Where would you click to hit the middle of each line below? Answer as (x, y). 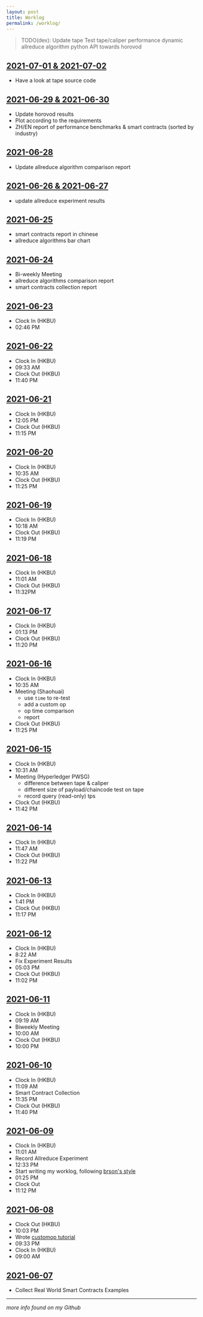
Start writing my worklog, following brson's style (75, 1171)
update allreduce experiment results (60, 201)
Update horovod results (44, 114)
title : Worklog (25, 18)
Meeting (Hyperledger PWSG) (52, 777)
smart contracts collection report (56, 287)
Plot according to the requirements (58, 121)
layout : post (23, 12)
